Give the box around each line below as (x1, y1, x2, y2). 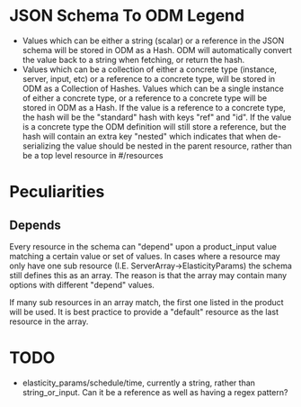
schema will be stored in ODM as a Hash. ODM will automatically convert (22, 44, 292, 55)
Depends (9, 217, 61, 232)
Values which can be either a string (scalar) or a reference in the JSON (22, 35, 285, 46)
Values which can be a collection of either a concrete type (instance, (22, 64, 277, 75)
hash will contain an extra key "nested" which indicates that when (22, 131, 267, 141)
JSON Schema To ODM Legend (9, 5, 245, 26)
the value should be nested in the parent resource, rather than (62, 140, 292, 151)
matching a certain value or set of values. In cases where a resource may (9, 250, 280, 261)
